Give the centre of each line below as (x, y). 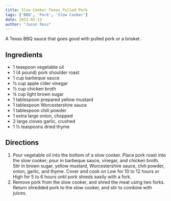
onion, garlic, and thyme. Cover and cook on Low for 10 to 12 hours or (86, 171)
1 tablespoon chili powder (40, 111)
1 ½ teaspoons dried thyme (41, 127)
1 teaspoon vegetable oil (38, 67)
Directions (22, 143)
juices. (20, 193)
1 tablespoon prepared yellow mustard (53, 99)
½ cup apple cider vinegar (40, 83)
